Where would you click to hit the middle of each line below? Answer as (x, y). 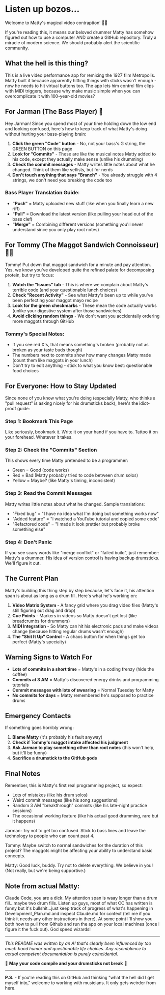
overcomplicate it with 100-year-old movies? (50, 96)
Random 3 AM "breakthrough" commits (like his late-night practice (80, 806)
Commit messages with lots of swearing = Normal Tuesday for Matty (83, 690)
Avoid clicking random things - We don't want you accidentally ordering (86, 316)
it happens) (24, 821)
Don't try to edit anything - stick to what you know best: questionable (82, 365)
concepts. (15, 856)
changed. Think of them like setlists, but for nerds (62, 169)
